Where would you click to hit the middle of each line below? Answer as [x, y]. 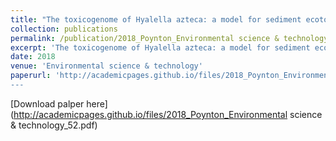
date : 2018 [33, 57]
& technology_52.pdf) [54, 125]
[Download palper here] [59, 103]
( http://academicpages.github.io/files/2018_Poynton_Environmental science [166, 114]
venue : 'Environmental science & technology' [106, 66]
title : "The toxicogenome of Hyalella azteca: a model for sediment [156, 19]
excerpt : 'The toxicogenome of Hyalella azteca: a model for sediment [160, 47]
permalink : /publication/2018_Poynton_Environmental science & [145, 38]
